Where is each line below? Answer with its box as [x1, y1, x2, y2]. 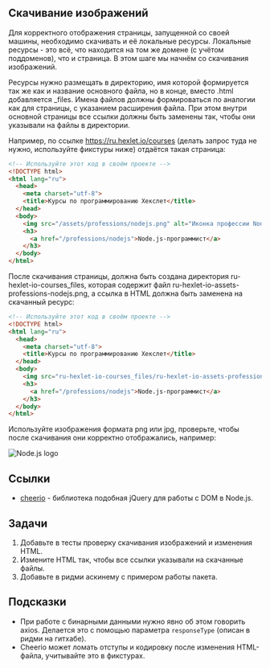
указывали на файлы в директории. [8, 120, 130, 129]
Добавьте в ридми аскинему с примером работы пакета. [19, 572, 219, 581]
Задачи [8, 516, 48, 530]
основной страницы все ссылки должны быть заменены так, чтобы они [8, 112, 256, 121]
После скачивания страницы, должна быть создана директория [8, 272, 229, 281]
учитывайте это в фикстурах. [45, 650, 145, 660]
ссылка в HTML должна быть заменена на [97, 289, 243, 298]
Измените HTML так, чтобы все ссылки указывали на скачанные [19, 555, 243, 564]
